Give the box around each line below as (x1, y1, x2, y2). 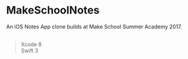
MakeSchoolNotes (6, 4, 100, 17)
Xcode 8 (20, 41, 42, 48)
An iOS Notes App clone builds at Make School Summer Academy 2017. (6, 23, 182, 30)
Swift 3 (20, 47, 39, 54)
